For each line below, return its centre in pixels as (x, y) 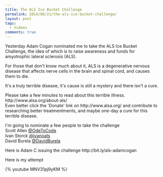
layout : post (18, 19)
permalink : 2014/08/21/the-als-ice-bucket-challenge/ (61, 14)
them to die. (17, 76)
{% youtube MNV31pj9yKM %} (36, 169)
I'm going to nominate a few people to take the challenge (62, 125)
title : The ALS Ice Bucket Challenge (44, 10)
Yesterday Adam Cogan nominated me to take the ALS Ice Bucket (71, 46)
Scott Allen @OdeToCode (31, 130)
